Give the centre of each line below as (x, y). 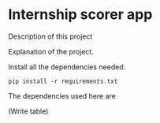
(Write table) (28, 111)
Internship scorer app (80, 15)
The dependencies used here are (62, 95)
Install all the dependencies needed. (67, 67)
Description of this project (50, 36)
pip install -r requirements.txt (63, 81)
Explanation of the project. (51, 51)
